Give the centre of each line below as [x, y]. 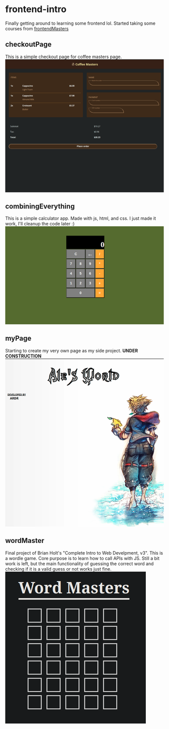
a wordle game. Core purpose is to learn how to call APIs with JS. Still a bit [82, 558]
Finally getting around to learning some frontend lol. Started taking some [80, 23]
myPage [18, 339]
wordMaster [25, 541]
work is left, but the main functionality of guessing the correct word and [79, 564]
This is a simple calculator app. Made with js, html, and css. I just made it [81, 218]
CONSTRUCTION [23, 356]
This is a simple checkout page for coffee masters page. [64, 56]
